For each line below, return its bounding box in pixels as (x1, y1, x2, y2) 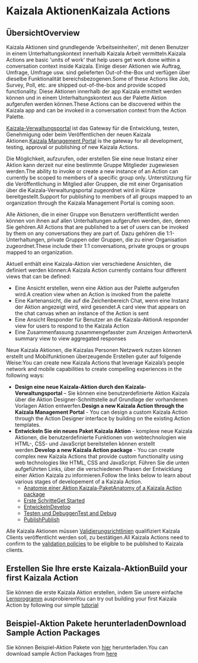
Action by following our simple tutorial (6, 601, 99, 608)
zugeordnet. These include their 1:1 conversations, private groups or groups (6, 243, 190, 249)
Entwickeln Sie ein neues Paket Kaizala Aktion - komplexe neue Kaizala (14, 428, 193, 435)
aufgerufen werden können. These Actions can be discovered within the (6, 100, 181, 108)
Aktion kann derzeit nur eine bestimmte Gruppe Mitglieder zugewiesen (6, 162, 179, 168)
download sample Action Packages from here (6, 650, 117, 657)
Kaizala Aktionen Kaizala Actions (6, 4, 171, 18)
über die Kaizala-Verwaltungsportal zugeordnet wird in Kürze (6, 187, 156, 194)
